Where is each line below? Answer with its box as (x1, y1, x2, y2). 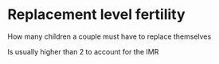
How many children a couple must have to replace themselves (7, 32, 212, 41)
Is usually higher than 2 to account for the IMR (7, 47, 159, 56)
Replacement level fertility (7, 6, 186, 24)
